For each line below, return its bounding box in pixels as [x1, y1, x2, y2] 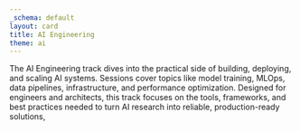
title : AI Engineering [9, 30, 95, 39]
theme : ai [9, 38, 47, 48]
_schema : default [9, 13, 75, 23]
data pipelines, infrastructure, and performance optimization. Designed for [9, 82, 286, 93]
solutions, [9, 111, 46, 122]
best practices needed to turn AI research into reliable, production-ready [9, 101, 280, 113]
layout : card [9, 22, 59, 31]
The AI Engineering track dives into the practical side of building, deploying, [9, 63, 292, 74]
